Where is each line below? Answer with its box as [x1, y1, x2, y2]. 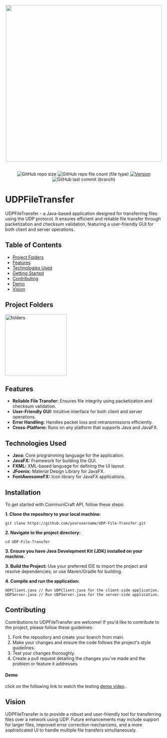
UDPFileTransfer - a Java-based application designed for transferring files [5, 210, 158, 216]
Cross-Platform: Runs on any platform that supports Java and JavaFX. [12, 425, 158, 431]
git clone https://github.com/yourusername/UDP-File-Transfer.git [5, 521, 146, 526]
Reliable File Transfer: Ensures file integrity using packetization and [12, 398, 153, 404]
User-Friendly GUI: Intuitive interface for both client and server [12, 409, 143, 415]
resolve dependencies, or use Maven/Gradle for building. [5, 568, 123, 574]
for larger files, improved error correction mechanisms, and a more [5, 721, 143, 727]
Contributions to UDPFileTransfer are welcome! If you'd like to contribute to [5, 619, 160, 625]
